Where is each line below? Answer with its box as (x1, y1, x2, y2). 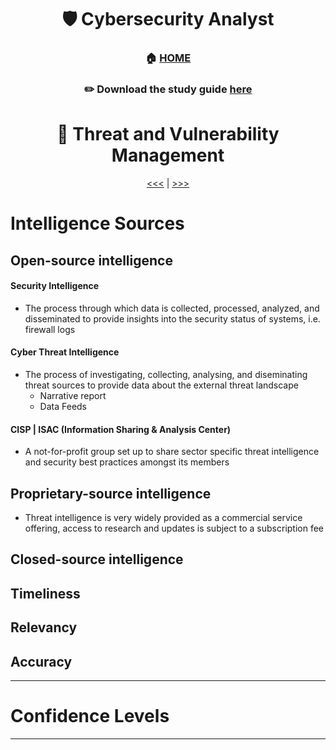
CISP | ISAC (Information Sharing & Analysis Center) (10, 423, 232, 435)
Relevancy (10, 619, 78, 636)
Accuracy (10, 653, 73, 670)
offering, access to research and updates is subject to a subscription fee (24, 522, 325, 534)
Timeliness (10, 585, 81, 602)
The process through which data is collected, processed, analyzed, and (24, 302, 320, 314)
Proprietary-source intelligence (10, 485, 212, 502)
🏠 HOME (144, 51, 192, 65)
